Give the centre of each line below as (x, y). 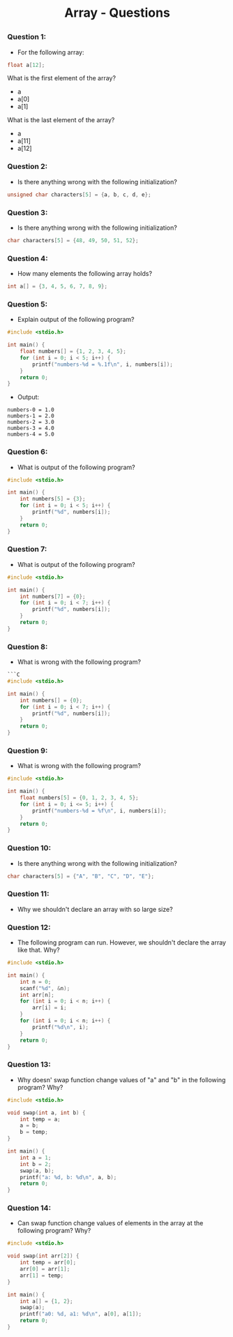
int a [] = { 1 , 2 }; (46, 1301)
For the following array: (51, 52)
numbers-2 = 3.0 (31, 422)
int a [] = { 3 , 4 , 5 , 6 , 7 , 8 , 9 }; (58, 287)
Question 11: (28, 894)
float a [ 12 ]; (26, 65)
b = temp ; (34, 1132)
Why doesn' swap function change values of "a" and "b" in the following (121, 1079)
